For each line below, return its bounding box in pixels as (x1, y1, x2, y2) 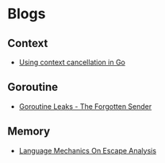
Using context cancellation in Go (18, 57, 126, 67)
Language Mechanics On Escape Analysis (18, 146, 156, 155)
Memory (7, 125, 51, 138)
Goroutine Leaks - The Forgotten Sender (18, 101, 152, 111)
